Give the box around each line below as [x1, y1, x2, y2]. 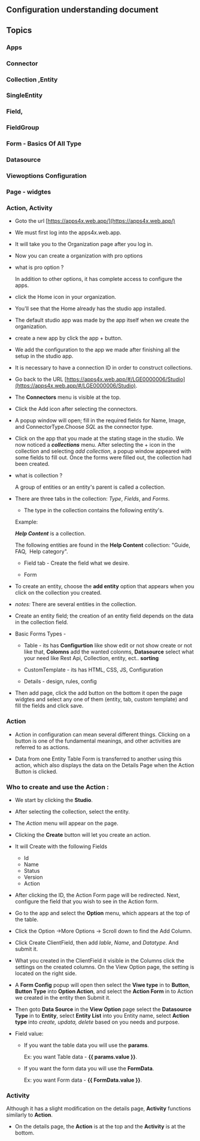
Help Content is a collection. [14, 530, 86, 537]
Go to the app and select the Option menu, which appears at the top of [14, 909, 190, 916]
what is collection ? [14, 472, 63, 479]
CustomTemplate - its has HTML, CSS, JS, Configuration [23, 666, 163, 673]
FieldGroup [6, 123, 40, 132]
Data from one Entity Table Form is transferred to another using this [14, 755, 182, 762]
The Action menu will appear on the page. [14, 819, 119, 827]
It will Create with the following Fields [14, 843, 108, 850]
